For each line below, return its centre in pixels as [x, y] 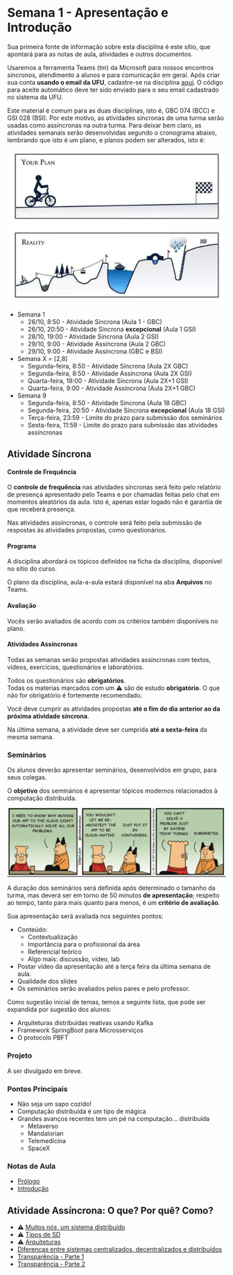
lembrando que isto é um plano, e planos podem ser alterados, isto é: [106, 140]
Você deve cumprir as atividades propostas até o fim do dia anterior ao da [114, 709]
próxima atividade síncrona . [48, 716]
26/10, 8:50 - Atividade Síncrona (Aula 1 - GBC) [95, 321]
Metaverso [43, 1126]
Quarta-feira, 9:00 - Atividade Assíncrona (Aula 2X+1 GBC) [111, 388]
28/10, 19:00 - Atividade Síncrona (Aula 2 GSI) [93, 336]
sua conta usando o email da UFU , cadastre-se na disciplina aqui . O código [115, 82]
